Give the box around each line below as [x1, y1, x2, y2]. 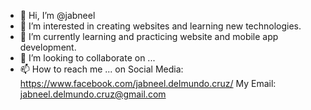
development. [19, 41, 77, 53]
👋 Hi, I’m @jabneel [19, 10, 96, 21]
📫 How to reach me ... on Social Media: [19, 63, 184, 75]
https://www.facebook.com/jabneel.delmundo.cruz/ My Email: [19, 78, 277, 89]
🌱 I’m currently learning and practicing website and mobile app [19, 31, 279, 42]
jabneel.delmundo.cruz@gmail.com [19, 88, 167, 100]
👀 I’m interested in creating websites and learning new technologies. [19, 20, 302, 32]
